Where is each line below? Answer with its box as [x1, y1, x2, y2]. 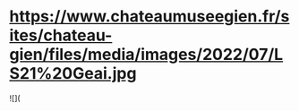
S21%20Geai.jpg [9, 64, 137, 84]
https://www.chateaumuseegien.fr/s [9, 6, 290, 27]
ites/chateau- [9, 25, 113, 46]
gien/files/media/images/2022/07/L [9, 45, 284, 64]
